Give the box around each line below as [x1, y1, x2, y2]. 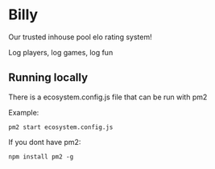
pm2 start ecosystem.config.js [8, 123, 114, 131]
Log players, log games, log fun [8, 47, 114, 57]
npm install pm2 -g [8, 152, 74, 161]
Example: [8, 107, 39, 117]
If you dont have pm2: [8, 137, 81, 147]
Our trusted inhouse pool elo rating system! [8, 32, 152, 42]
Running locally [8, 70, 89, 85]
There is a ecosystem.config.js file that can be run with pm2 [8, 92, 208, 102]
